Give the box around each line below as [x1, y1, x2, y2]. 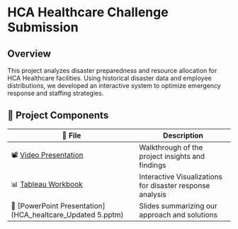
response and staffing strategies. [7, 89, 104, 97]
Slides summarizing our [139, 201, 217, 211]
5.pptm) [96, 210, 124, 220]
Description [162, 130, 204, 140]
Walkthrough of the [139, 143, 203, 152]
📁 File [62, 130, 81, 140]
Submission [7, 19, 79, 35]
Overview [7, 48, 52, 60]
